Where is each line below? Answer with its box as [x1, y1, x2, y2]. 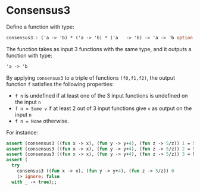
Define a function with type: [6, 23, 74, 30]
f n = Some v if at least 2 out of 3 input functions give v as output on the [14, 105, 192, 112]
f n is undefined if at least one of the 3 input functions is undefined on [14, 92, 188, 99]
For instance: [6, 129, 39, 136]
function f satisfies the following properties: [6, 80, 114, 87]
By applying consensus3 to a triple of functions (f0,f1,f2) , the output [6, 74, 176, 81]
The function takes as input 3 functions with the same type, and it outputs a [6, 45, 192, 52]
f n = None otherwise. [14, 117, 70, 124]
